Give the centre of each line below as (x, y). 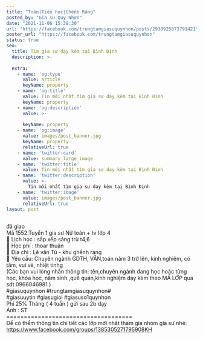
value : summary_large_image (58, 158)
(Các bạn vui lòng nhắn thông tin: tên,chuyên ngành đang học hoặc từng (97, 272)
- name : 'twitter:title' (48, 164)
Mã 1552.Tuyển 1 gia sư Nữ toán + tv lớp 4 (58, 233)
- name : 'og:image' (42, 130)
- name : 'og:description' (50, 108)
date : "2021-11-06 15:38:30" (43, 23)
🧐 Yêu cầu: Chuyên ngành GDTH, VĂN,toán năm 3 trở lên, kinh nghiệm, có (98, 259)
